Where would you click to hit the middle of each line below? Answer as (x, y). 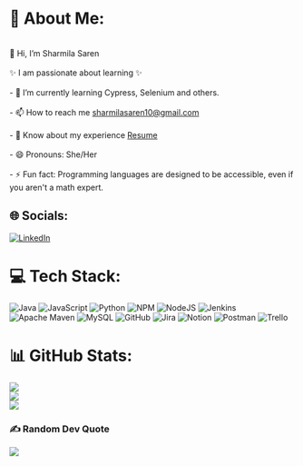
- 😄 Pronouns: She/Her (54, 154)
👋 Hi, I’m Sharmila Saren (54, 53)
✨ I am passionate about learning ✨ (76, 73)
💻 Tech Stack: (65, 276)
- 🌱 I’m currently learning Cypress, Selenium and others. (114, 92)
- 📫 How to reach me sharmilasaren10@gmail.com (104, 112)
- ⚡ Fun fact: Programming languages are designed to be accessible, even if (151, 174)
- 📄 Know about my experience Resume (83, 134)
